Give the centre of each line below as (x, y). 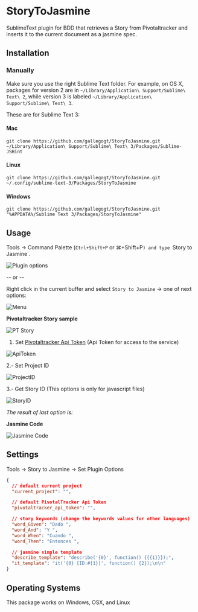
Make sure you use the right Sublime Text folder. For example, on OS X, (95, 83)
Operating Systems (43, 588)
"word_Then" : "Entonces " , (46, 541)
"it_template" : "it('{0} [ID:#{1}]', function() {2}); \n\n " (89, 563)
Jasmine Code (25, 424)
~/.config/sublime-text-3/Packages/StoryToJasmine (71, 183)
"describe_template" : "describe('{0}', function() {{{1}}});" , (93, 558)
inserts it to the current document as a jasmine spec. (72, 34)
